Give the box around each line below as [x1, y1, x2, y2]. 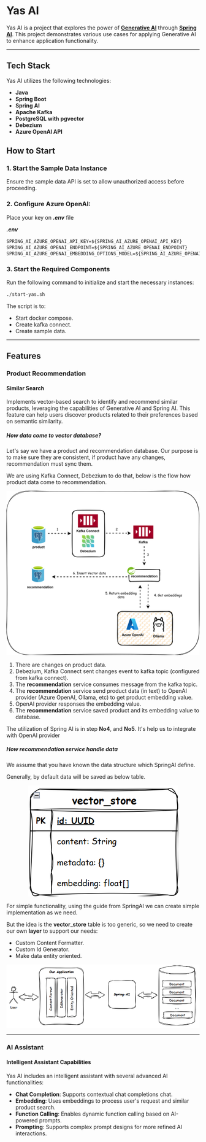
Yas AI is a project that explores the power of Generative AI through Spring [6, 24, 197, 31]
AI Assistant [6, 1043, 44, 1052]
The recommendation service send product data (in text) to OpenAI [15, 687, 187, 694]
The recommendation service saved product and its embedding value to [15, 706, 200, 714]
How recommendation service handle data [6, 746, 118, 753]
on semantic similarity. [6, 418, 63, 425]
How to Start [6, 145, 55, 156]
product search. [15, 1103, 56, 1111]
